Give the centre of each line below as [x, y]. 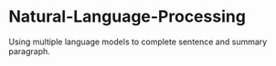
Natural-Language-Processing [127, 17]
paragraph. [30, 51]
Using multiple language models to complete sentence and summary [138, 42]
